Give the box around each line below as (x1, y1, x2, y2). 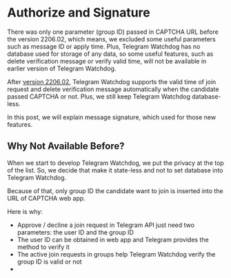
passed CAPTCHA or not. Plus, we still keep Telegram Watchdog (7, 92, 191, 101)
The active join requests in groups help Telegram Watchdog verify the (17, 250, 216, 258)
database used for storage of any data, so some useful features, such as (7, 50, 214, 58)
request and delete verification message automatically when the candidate (7, 85, 219, 93)
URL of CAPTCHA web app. (7, 194, 86, 202)
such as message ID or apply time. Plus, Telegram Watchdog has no (7, 42, 201, 50)
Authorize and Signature (7, 5, 150, 21)
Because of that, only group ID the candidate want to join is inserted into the (7, 186, 223, 195)
